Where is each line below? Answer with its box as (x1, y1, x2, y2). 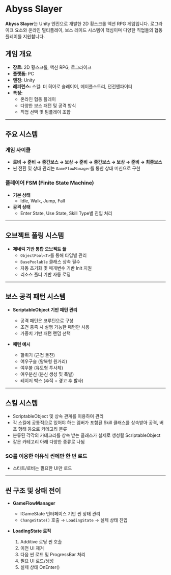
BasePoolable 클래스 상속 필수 (20, 258, 80, 265)
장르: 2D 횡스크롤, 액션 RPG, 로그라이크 (12, 64, 92, 70)
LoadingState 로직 (12, 528, 51, 534)
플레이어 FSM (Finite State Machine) (5, 179, 94, 187)
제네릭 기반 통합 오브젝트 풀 (12, 246, 67, 252)
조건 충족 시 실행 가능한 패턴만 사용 (20, 324, 90, 330)
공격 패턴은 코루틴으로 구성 (20, 318, 74, 324)
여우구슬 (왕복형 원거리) (20, 358, 68, 364)
